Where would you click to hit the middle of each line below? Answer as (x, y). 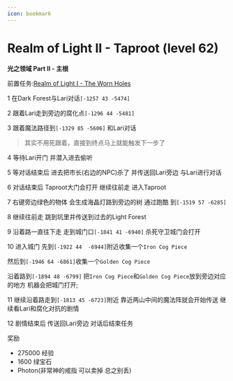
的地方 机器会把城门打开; (43, 285)
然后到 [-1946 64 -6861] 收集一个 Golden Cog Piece (79, 261)
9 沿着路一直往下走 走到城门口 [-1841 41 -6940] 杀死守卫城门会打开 (104, 232)
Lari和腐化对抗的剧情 (49, 308)
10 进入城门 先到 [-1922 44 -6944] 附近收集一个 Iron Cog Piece (97, 246)
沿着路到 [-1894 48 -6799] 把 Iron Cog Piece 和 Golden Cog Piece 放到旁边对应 (117, 276)
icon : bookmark (29, 14)
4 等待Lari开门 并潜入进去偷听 (50, 157)
